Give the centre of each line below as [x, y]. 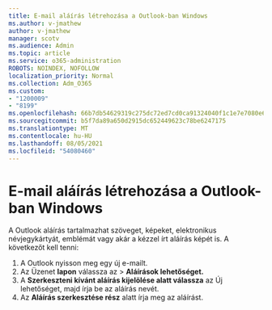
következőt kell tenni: [44, 248]
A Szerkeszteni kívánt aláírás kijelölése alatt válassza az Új [121, 280]
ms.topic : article [39, 53]
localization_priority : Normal [61, 76]
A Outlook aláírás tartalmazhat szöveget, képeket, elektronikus [113, 230]
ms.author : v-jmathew [45, 23]
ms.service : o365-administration [65, 61]
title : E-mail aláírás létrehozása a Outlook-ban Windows [108, 16]
